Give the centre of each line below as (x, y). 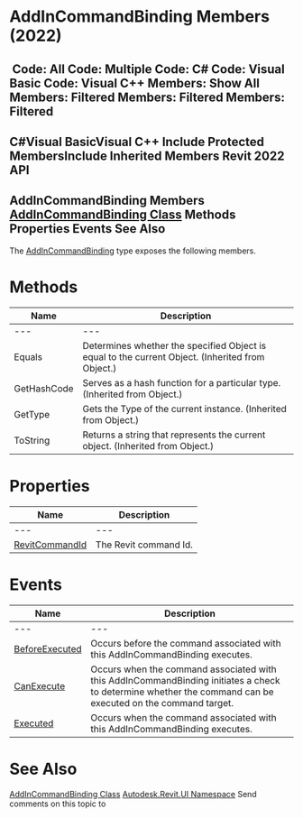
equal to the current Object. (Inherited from (174, 356)
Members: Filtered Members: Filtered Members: (147, 97)
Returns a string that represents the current (174, 435)
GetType (32, 414)
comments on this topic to (58, 804)
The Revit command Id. (144, 545)
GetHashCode (44, 388)
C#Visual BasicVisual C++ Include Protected (137, 142)
